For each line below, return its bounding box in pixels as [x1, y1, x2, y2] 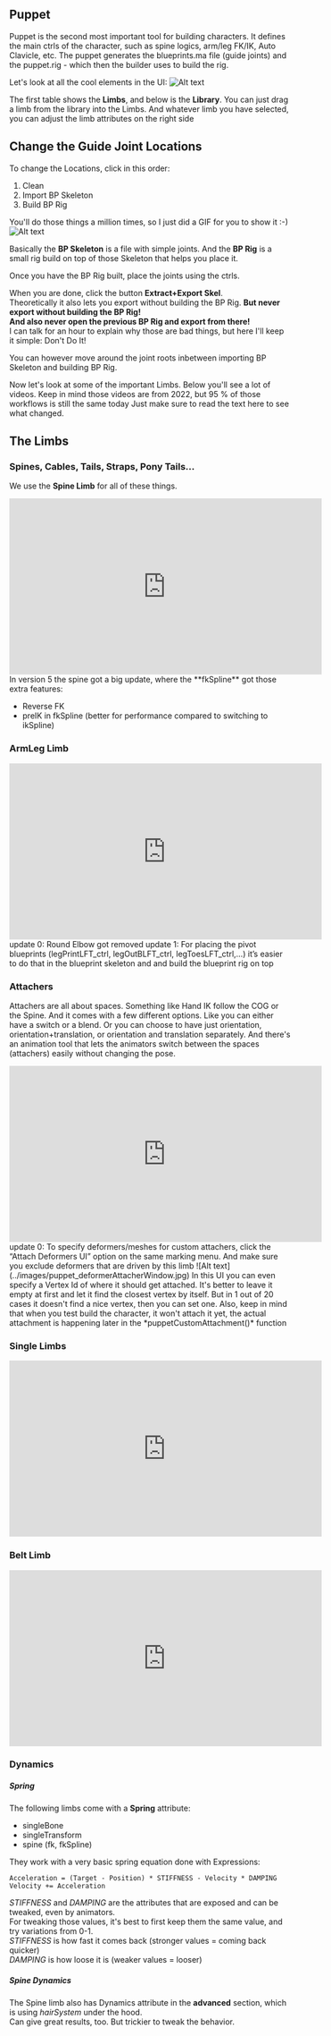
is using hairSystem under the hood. [9, 2007, 143, 2018]
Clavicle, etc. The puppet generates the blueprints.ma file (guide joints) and [9, 49, 287, 61]
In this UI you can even [191, 1269, 276, 1280]
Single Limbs [9, 1339, 67, 1352]
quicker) [9, 1945, 40, 1955]
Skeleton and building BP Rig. [9, 361, 118, 372]
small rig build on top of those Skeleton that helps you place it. [9, 252, 239, 263]
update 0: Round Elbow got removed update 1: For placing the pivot [9, 938, 257, 949]
